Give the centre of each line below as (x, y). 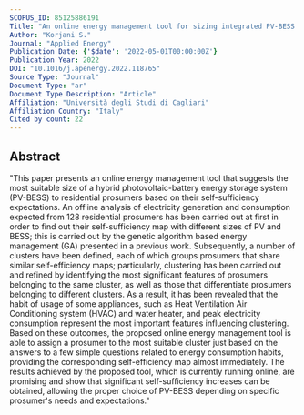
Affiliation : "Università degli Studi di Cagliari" (109, 102)
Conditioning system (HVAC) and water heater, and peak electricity (135, 313)
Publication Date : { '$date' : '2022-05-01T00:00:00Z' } (114, 52)
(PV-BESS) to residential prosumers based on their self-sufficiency (134, 197)
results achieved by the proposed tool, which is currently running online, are (152, 371)
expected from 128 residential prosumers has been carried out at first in (144, 217)
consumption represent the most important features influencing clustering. (149, 323)
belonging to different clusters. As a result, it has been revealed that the (144, 294)
